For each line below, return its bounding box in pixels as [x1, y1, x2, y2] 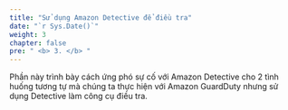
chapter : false [9, 38, 67, 48]
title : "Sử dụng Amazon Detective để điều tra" [9, 13, 193, 23]
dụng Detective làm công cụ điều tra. [9, 91, 148, 102]
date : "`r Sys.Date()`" [9, 22, 100, 31]
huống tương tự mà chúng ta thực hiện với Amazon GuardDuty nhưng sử [9, 81, 279, 92]
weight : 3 [9, 30, 47, 39]
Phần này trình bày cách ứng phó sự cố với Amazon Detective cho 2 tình [9, 71, 279, 82]
